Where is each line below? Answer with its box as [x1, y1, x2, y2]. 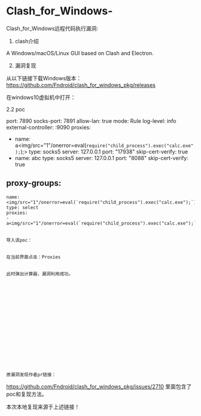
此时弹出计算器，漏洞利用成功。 [6, 271, 74, 277]
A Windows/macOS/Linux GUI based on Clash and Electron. [6, 49, 154, 56]
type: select [6, 204, 39, 210]
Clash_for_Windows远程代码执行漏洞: [6, 25, 99, 32]
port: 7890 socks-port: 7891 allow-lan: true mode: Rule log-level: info [6, 117, 176, 124]
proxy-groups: [6, 178, 62, 188]
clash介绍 [14, 37, 39, 44]
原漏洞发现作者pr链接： [6, 372, 57, 378]
